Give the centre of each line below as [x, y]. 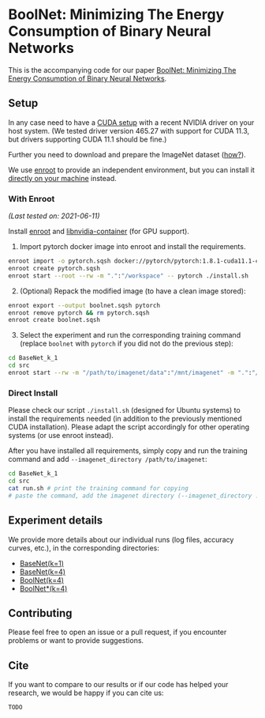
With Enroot [32, 198]
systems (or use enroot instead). [61, 436]
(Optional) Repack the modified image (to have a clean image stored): [132, 291]
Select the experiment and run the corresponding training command [130, 335]
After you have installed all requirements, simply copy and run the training [128, 451]
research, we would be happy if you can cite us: [86, 693]
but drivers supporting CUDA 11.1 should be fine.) [88, 139]
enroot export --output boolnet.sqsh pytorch [84, 305]
